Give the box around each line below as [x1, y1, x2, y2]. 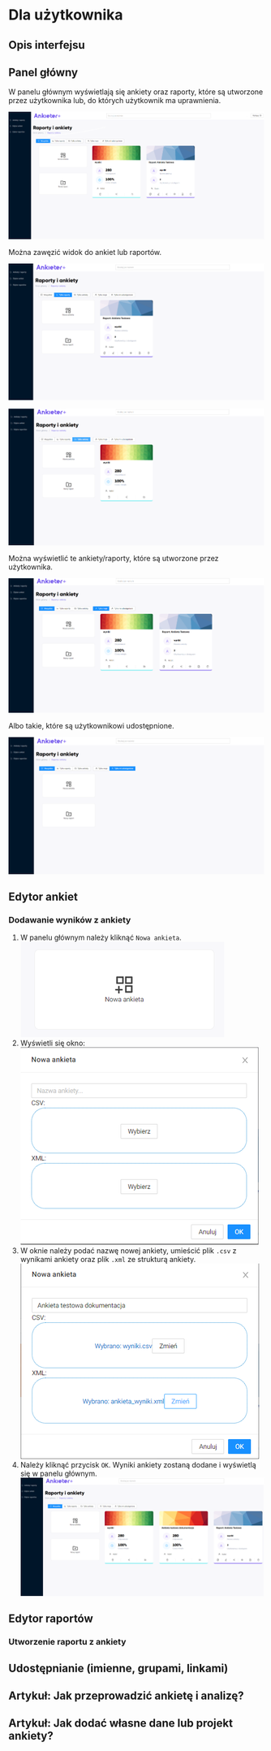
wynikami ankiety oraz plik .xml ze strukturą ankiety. [19, 1255, 196, 1265]
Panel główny [8, 65, 79, 79]
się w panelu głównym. [19, 1468, 97, 1479]
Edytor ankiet [8, 890, 79, 904]
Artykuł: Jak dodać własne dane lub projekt [8, 1716, 234, 1731]
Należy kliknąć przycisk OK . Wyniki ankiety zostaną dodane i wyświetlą [19, 1460, 257, 1470]
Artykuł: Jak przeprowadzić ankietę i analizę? [8, 1689, 245, 1703]
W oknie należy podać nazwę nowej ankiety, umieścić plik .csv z [19, 1246, 237, 1256]
